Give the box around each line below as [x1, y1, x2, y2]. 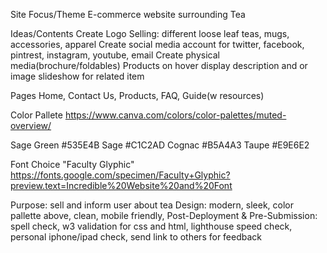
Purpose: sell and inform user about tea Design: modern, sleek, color [10, 199, 295, 211]
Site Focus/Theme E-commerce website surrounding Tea [10, 9, 246, 20]
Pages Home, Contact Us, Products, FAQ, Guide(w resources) [10, 90, 265, 101]
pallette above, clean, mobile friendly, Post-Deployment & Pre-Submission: [10, 210, 318, 221]
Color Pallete [10, 109, 63, 121]
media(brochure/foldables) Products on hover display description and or [10, 60, 308, 71]
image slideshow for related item [10, 70, 145, 82]
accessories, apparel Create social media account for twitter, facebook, [10, 39, 305, 50]
